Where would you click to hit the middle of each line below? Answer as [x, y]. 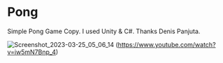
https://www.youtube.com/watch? [167, 44]
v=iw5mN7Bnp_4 [32, 52]
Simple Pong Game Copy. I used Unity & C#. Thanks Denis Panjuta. [104, 31]
